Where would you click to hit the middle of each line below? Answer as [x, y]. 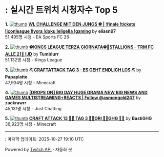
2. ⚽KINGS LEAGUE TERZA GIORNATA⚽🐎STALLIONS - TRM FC [79, 47]
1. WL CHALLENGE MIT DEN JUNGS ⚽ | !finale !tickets [70, 24]
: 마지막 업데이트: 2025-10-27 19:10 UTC [44, 139]
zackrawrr [16, 102]
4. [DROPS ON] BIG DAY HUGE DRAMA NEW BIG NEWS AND [76, 92]
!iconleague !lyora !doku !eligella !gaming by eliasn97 [61, 31]
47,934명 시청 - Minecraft [31, 82]
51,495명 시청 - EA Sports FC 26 [37, 37]
